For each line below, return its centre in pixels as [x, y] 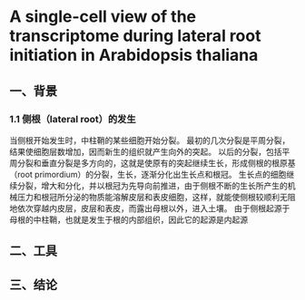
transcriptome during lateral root [135, 36]
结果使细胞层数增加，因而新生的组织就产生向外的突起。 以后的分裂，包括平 [150, 151]
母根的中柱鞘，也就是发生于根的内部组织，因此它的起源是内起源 [128, 219]
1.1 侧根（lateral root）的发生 [73, 119]
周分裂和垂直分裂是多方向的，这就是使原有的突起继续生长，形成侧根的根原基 [152, 163]
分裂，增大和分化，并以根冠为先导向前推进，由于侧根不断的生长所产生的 [152, 185]
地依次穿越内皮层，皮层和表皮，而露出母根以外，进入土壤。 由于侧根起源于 [150, 208]
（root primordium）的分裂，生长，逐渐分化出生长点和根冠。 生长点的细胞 [148, 174]
